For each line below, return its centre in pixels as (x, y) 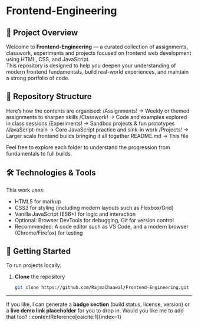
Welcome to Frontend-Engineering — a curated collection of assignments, (97, 47)
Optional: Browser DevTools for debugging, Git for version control (94, 220)
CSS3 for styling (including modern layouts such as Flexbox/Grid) (94, 208)
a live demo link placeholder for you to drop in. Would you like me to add (95, 311)
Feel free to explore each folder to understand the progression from (88, 147)
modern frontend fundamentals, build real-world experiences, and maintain (98, 72)
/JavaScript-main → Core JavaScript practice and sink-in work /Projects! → (97, 129)
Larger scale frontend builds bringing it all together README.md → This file (97, 136)
